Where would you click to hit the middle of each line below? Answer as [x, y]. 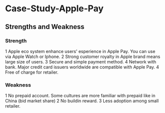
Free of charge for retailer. [32, 72]
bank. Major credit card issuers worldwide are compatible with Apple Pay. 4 [82, 67]
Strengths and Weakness [45, 27]
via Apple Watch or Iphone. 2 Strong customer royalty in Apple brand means [83, 56]
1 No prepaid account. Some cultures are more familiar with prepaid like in [80, 96]
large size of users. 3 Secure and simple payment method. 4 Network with [81, 61]
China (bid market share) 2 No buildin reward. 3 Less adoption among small [82, 101]
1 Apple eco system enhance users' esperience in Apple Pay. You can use [80, 51]
